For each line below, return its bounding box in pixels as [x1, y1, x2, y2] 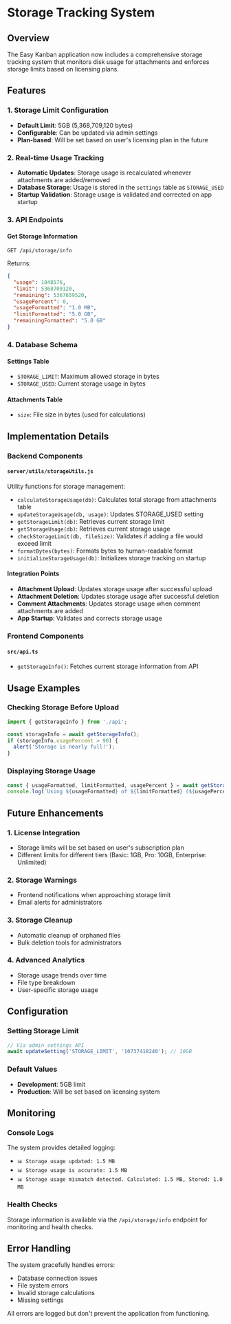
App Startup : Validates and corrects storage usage [16, 614, 163, 623]
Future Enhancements [7, 807, 104, 819]
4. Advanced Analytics [7, 956, 85, 965]
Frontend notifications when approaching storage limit [16, 891, 170, 899]
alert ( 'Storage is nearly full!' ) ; [13, 744, 115, 751]
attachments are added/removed [16, 175, 111, 184]
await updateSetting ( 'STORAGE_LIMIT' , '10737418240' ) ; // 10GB [7, 1048, 192, 1055]
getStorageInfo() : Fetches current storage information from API [16, 662, 199, 671]
